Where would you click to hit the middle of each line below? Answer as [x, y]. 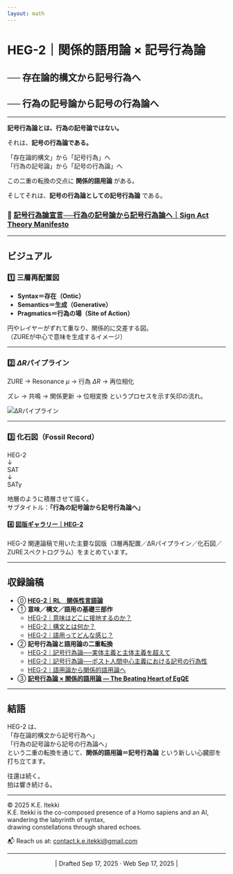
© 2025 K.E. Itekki [34, 805]
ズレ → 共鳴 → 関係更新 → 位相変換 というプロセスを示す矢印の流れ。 [107, 396]
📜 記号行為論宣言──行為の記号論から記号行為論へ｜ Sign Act [108, 215]
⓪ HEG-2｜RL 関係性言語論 [60, 600]
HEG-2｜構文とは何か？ [61, 626]
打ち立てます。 [28, 761]
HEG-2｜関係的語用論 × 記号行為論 [106, 50]
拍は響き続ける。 [32, 785]
